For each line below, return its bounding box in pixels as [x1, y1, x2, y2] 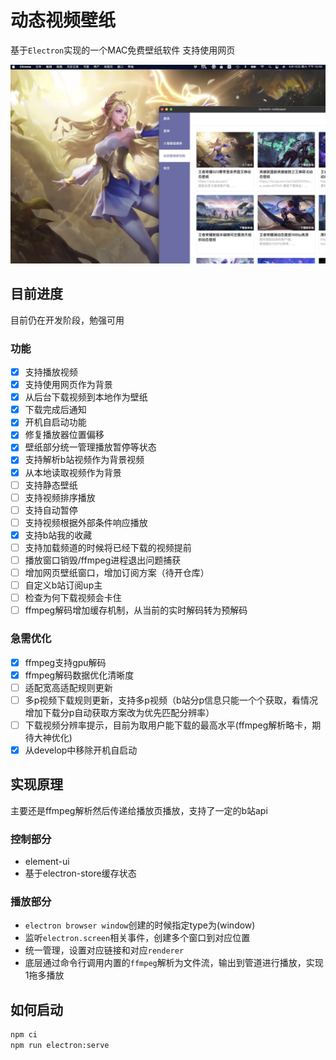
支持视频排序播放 [24, 491, 96, 503]
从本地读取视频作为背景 [24, 466, 122, 478]
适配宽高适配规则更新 [24, 681, 113, 693]
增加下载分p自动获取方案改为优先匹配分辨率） [24, 706, 215, 718]
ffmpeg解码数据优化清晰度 [24, 669, 135, 681]
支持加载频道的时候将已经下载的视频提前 [24, 541, 192, 553]
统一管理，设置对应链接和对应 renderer [24, 944, 185, 956]
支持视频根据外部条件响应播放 [24, 516, 148, 528]
